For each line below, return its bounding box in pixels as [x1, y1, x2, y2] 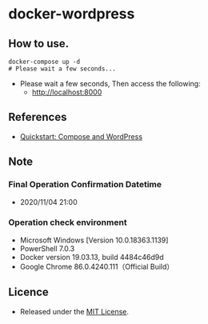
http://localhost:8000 [31, 87, 102, 97]
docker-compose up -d [8, 58, 81, 66]
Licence [8, 286, 50, 299]
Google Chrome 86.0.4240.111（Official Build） [19, 262, 174, 271]
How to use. [8, 37, 70, 50]
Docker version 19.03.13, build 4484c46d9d [19, 252, 164, 262]
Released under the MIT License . [19, 306, 130, 316]
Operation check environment [8, 217, 127, 228]
